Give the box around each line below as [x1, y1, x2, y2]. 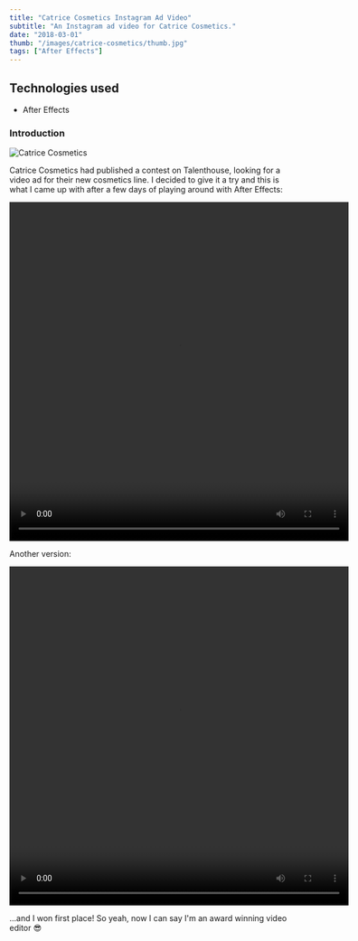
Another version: [9, 549, 72, 560]
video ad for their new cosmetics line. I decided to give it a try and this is [9, 174, 280, 185]
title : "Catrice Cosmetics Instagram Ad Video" [9, 13, 193, 23]
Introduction [9, 127, 65, 139]
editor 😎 [9, 923, 42, 934]
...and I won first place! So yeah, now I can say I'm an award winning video [9, 913, 287, 924]
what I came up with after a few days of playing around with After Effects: [9, 184, 283, 195]
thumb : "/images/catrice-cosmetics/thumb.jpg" [9, 38, 188, 48]
